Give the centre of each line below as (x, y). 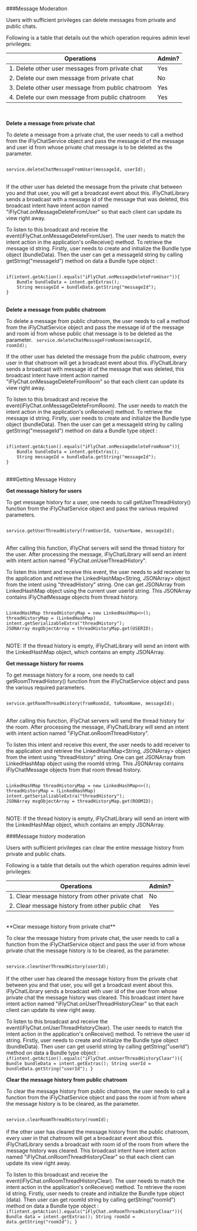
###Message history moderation (46, 836)
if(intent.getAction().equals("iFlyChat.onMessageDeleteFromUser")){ (93, 277)
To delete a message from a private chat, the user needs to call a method (95, 135)
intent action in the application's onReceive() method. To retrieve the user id (98, 1034)
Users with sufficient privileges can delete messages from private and (91, 20)
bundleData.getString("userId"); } (50, 1069)
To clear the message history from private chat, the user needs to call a (93, 938)
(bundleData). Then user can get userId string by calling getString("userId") (98, 1046)
